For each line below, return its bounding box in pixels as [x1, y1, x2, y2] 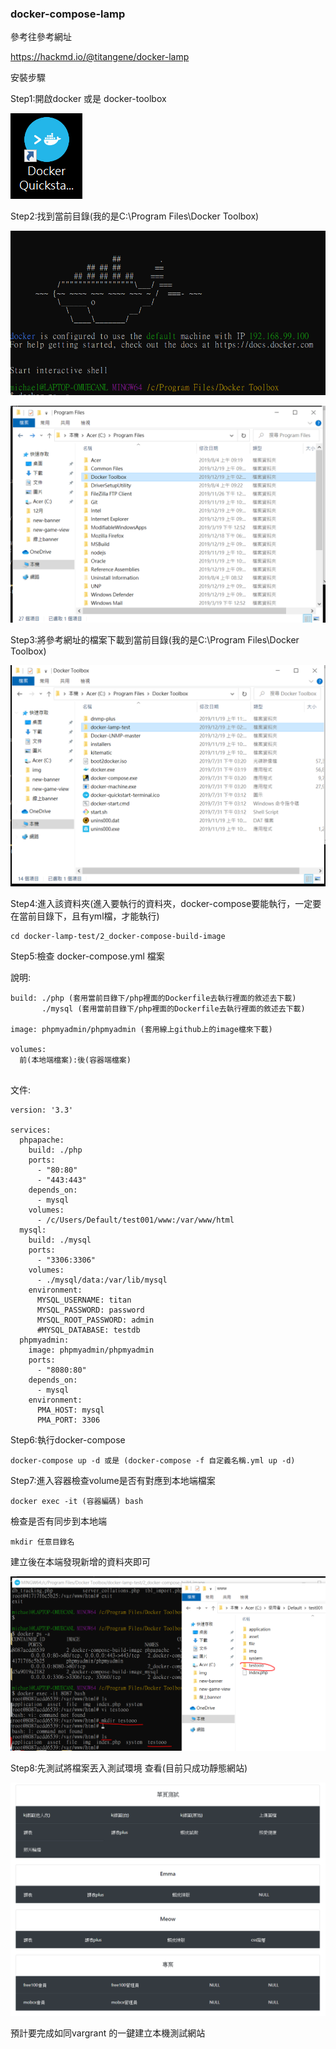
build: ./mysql [28, 1235, 92, 1245]
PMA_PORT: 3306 [36, 1415, 101, 1425]
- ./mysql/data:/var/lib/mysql [36, 1275, 168, 1285]
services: [10, 1125, 52, 1135]
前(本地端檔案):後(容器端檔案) [19, 1055, 132, 1065]
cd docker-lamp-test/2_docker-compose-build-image [10, 931, 226, 941]
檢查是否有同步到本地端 [10, 1515, 107, 1527]
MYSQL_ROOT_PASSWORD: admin [36, 1315, 155, 1325]
